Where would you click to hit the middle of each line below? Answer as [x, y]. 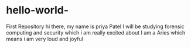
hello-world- [37, 10]
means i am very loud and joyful [45, 39]
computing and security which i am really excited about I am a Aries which [96, 32]
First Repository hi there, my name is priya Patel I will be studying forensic [95, 26]
